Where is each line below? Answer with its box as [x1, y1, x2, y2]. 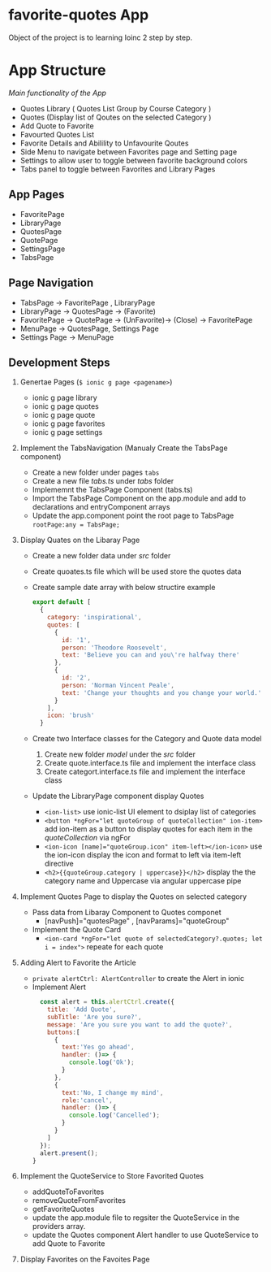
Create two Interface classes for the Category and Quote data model [32, 734, 262, 744]
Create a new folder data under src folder [32, 551, 171, 561]
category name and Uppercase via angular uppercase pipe [44, 876, 242, 886]
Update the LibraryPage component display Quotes [32, 791, 204, 801]
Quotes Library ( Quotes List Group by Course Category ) [19, 103, 212, 113]
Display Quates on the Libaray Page [19, 535, 140, 545]
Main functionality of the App [8, 88, 107, 98]
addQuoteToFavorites [32, 1187, 105, 1196]
